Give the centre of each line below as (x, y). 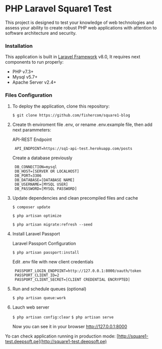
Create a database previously (42, 158)
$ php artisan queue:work (39, 298)
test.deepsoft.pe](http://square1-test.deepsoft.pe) (56, 341)
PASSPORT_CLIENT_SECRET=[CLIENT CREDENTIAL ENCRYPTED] (72, 279)
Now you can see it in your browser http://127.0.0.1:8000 (70, 326)
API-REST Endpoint (32, 139)
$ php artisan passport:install (46, 252)
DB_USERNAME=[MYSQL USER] (41, 184)
